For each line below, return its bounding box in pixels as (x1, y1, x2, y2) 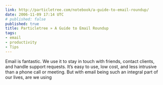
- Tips (5, 44, 19, 49)
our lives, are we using (5, 74, 52, 80)
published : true (5, 21, 39, 26)
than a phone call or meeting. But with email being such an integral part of (5, 68, 158, 75)
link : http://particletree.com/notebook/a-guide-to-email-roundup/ (5, 7, 149, 12)
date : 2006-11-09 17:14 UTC (5, 12, 64, 17)
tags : (5, 30, 17, 35)
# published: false (5, 16, 46, 21)
